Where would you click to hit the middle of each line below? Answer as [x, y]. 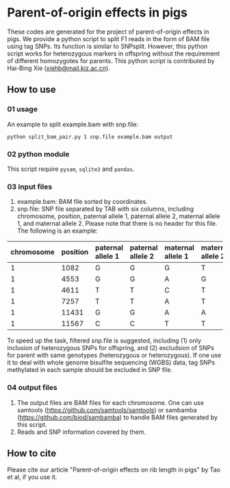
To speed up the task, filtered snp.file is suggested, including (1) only [104, 340]
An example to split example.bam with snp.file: [73, 124]
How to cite [32, 453]
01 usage [22, 109]
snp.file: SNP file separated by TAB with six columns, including [105, 209]
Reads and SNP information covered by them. [81, 432]
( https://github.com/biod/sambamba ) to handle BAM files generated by [117, 417]
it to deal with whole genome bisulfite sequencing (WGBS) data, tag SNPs [111, 362]
